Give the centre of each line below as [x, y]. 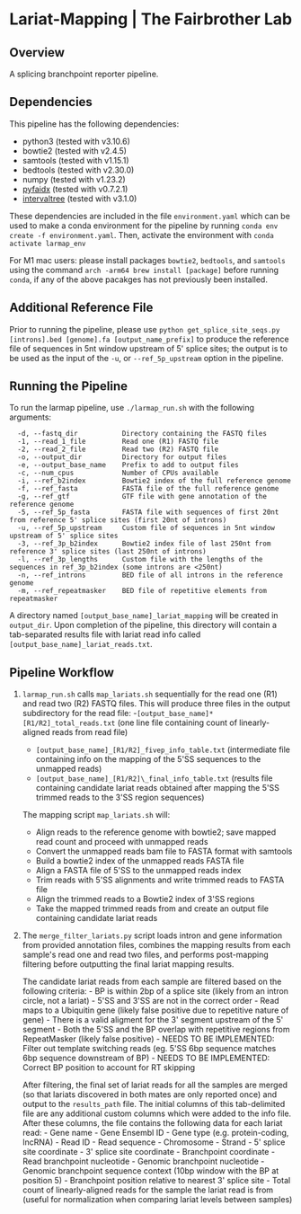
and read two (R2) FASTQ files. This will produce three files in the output [156, 704]
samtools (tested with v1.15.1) [75, 160]
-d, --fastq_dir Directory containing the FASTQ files [142, 434]
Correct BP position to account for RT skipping [109, 1068]
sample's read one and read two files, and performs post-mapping [146, 955]
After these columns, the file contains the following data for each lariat [152, 1123]
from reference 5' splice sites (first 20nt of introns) [118, 520]
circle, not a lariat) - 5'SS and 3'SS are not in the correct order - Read [151, 1001]
